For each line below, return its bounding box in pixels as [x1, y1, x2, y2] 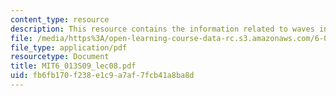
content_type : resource [10, 14, 110, 25]
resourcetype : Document [10, 52, 110, 62]
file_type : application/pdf [10, 42, 128, 53]
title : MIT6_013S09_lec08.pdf [10, 61, 137, 71]
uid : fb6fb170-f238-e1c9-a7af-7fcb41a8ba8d [10, 71, 195, 81]
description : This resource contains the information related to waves [10, 24, 315, 34]
